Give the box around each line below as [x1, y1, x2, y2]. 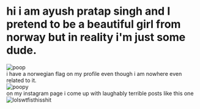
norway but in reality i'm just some [6, 31, 186, 44]
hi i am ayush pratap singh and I [6, 4, 171, 18]
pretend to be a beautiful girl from [6, 17, 181, 31]
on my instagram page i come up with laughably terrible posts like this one [6, 89, 194, 97]
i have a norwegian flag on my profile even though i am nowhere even [6, 70, 182, 77]
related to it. [6, 77, 37, 84]
